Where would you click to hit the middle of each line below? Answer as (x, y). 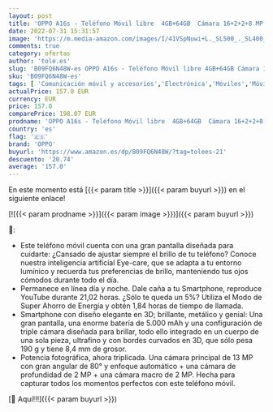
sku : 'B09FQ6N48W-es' (45, 76)
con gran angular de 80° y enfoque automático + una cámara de (128, 367)
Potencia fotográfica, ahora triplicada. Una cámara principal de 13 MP (136, 358)
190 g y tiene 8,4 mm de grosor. (74, 349)
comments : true (34, 46)
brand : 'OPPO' (32, 144)
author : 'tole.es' (39, 62)
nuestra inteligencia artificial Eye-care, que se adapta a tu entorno (131, 263)
